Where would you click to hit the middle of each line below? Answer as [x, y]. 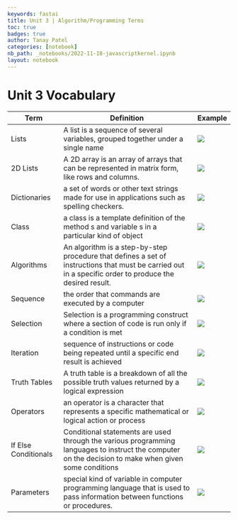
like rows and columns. [102, 177]
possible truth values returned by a [121, 382]
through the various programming [119, 440]
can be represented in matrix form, [121, 168]
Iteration [25, 352]
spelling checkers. [93, 206]
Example [212, 118]
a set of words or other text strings [121, 188]
